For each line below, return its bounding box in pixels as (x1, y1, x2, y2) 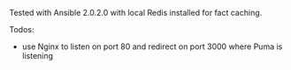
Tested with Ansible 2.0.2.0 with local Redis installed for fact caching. (9, 8, 263, 17)
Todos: (9, 24, 34, 34)
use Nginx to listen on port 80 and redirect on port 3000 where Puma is (21, 41, 283, 52)
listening (21, 51, 54, 60)
